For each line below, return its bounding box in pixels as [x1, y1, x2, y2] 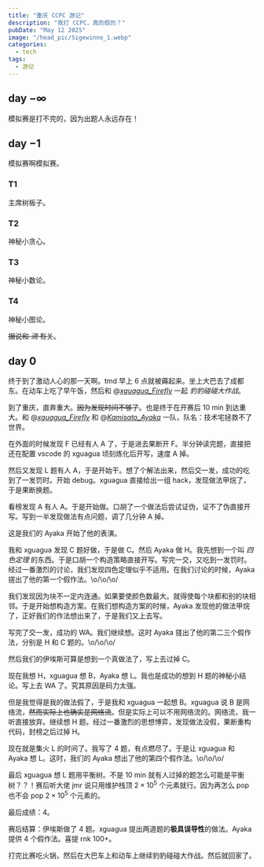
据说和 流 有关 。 [8, 331, 60, 340]
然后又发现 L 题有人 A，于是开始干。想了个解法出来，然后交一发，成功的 [8, 465, 244, 476]
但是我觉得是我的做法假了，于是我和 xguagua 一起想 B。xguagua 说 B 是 [8, 697, 244, 707]
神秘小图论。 [8, 314, 49, 324]
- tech [15, 48, 37, 56]
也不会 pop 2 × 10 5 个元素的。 [8, 789, 104, 800]
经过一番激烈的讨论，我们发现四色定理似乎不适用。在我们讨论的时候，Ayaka [8, 565, 255, 575]
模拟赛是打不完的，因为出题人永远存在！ [8, 113, 139, 123]
